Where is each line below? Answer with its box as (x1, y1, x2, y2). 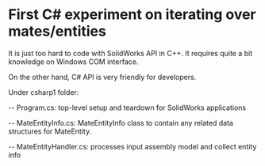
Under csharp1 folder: (8, 87, 79, 96)
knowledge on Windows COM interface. (8, 57, 139, 66)
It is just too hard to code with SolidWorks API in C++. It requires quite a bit (8, 48, 253, 58)
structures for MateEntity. (8, 126, 92, 136)
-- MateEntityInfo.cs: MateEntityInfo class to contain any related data (8, 118, 234, 127)
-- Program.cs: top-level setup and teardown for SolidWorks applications (8, 103, 247, 112)
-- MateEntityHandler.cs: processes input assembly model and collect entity (8, 141, 257, 151)
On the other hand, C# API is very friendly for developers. (8, 72, 197, 81)
